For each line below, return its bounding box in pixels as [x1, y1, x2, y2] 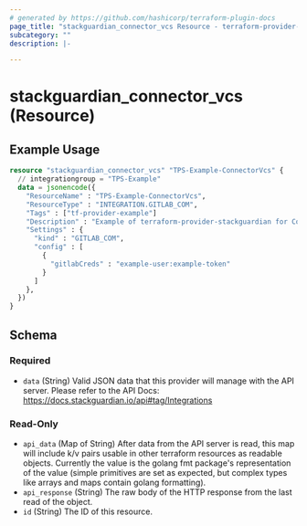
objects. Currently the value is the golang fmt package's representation [22, 458, 291, 468]
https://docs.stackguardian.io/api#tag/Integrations [22, 394, 213, 405]
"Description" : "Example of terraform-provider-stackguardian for [26, 216, 288, 226]
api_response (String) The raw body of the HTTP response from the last [22, 487, 292, 498]
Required [9, 354, 51, 367]
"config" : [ [33, 243, 84, 252]
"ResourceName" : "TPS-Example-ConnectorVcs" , [26, 191, 206, 201]
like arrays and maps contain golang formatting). [22, 477, 206, 489]
